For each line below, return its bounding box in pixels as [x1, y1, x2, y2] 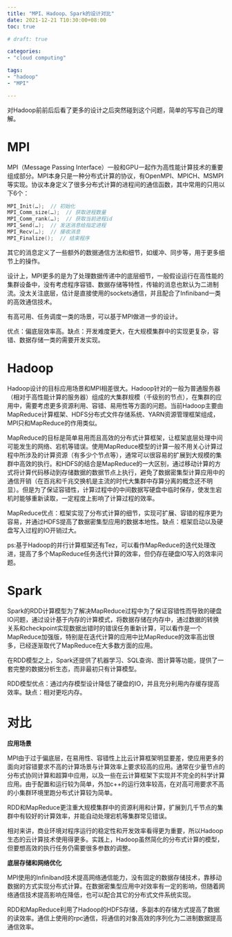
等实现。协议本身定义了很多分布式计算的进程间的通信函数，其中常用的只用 [7, 180, 219, 188]
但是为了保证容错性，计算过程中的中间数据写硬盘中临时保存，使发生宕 [21, 485, 222, 494]
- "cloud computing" [7, 55, 67, 62]
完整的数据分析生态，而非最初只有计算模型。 [12, 664, 140, 672]
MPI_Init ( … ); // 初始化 [7, 202, 76, 210]
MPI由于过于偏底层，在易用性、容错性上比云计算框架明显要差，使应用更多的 [7, 753, 224, 762]
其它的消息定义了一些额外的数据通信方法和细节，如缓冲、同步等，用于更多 [7, 248, 219, 256]
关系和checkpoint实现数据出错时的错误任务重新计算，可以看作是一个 [7, 624, 202, 632]
